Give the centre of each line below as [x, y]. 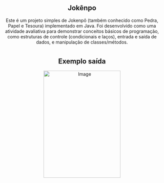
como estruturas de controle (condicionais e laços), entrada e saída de [82, 36]
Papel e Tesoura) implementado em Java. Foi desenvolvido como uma [82, 26]
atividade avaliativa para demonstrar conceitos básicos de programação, [82, 31]
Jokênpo [82, 8]
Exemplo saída [82, 61]
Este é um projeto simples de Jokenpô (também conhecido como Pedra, [82, 20]
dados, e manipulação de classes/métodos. [82, 42]
